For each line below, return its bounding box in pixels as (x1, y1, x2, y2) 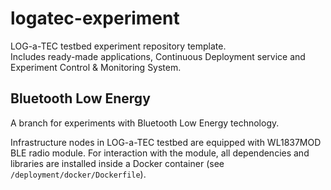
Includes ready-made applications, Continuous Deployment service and (10, 50, 306, 62)
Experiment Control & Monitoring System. (10, 61, 182, 73)
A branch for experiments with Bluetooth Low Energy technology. (10, 117, 280, 129)
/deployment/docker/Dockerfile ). (10, 168, 147, 180)
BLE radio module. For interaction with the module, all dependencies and (10, 147, 310, 159)
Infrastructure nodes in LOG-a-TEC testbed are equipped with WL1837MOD (10, 136, 322, 148)
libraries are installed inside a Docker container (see (10, 157, 225, 169)
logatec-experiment (10, 7, 180, 30)
